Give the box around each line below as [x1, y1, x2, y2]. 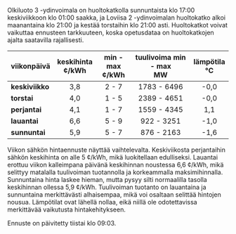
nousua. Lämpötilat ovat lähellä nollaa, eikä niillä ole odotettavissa [7, 198, 198, 206]
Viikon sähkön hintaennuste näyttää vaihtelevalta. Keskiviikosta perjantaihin [7, 145, 226, 154]
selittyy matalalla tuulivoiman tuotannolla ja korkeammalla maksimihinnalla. [7, 168, 223, 176]
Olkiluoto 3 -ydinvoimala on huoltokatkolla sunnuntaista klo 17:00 [7, 6, 195, 14]
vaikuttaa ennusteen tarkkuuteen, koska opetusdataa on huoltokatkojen [7, 28, 214, 37]
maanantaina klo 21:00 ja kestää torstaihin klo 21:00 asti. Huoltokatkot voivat [7, 21, 228, 29]
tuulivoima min [135, 53, 186, 62]
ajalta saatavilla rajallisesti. [7, 36, 84, 44]
